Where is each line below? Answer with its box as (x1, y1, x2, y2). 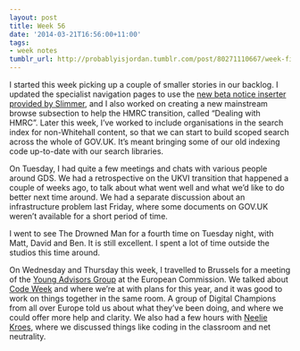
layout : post (9, 13, 58, 22)
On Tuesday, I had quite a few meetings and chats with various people (9, 163, 268, 174)
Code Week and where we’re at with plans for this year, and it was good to (9, 284, 283, 294)
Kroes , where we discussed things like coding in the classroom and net (9, 321, 271, 332)
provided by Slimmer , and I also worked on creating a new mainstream (9, 98, 268, 108)
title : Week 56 (9, 21, 66, 30)
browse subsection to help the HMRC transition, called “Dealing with (9, 108, 261, 118)
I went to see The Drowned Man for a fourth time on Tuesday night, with (9, 228, 274, 238)
